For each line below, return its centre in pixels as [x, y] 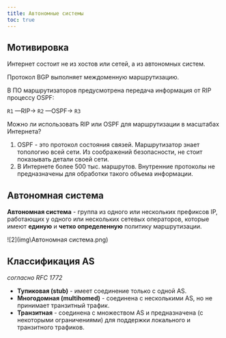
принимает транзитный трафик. [63, 305]
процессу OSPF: [31, 98]
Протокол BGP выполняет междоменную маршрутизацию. [93, 77]
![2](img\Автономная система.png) [58, 239]
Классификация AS [51, 261]
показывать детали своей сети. [63, 159]
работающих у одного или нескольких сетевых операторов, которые [108, 219]
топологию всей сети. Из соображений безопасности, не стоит [110, 152]
